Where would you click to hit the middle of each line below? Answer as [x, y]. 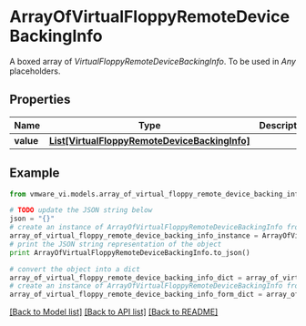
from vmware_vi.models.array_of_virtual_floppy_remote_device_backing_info [156, 194]
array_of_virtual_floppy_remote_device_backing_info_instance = [134, 236]
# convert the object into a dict [75, 269]
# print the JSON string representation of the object [116, 244]
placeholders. [35, 71]
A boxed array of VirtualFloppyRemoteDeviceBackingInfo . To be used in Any [153, 61]
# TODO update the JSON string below [81, 210]
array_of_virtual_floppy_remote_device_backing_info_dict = [126, 278]
